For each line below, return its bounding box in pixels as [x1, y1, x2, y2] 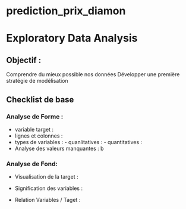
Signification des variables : [14, 185, 83, 192]
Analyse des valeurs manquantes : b [14, 145, 104, 152]
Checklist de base [6, 94, 74, 105]
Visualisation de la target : [14, 173, 78, 180]
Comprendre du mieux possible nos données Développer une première [6, 71, 180, 78]
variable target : [14, 126, 54, 133]
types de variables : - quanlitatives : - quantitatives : [14, 138, 143, 145]
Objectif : [6, 55, 42, 65]
